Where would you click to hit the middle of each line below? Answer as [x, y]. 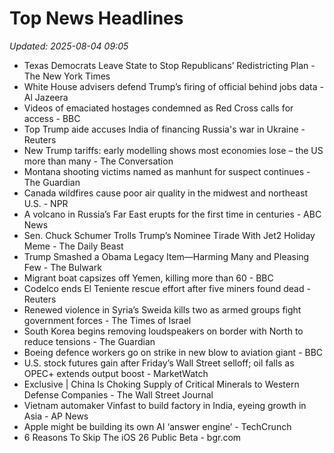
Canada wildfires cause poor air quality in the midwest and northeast [166, 193]
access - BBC [52, 118]
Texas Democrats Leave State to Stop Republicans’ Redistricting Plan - [169, 65]
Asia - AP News [56, 416]
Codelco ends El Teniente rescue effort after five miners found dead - [167, 288]
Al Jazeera [46, 97]
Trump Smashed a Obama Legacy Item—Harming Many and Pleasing [166, 256]
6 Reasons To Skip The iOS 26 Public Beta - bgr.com [132, 437]
